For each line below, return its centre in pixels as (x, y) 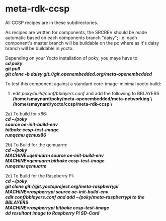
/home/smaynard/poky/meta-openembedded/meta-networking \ (82, 99)
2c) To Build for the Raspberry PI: (40, 175)
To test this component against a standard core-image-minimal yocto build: (83, 84)
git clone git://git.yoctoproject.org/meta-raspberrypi (62, 186)
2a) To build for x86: (26, 114)
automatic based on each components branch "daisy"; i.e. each (71, 38)
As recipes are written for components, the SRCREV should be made (76, 32)
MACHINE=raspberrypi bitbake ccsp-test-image (57, 207)
